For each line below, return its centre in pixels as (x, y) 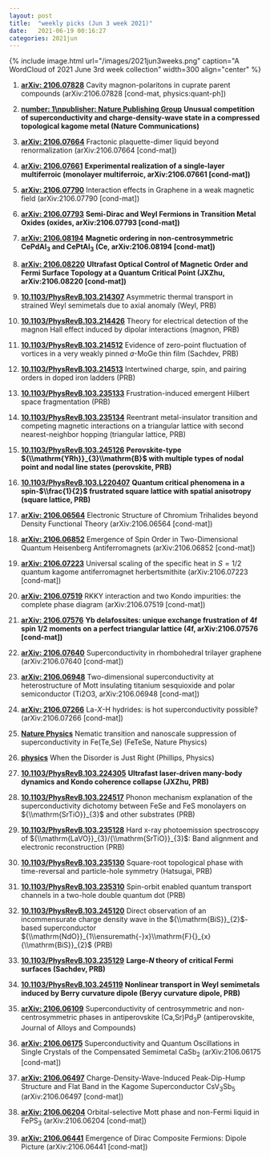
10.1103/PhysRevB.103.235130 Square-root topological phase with (132, 863)
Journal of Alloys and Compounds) (78, 1027)
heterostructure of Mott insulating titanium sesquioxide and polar (128, 686)
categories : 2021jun (44, 38)
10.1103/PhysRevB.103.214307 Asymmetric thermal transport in (127, 297)
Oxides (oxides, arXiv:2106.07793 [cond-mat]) (100, 222)
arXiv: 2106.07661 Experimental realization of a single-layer (123, 166)
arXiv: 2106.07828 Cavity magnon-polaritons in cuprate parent (125, 85)
